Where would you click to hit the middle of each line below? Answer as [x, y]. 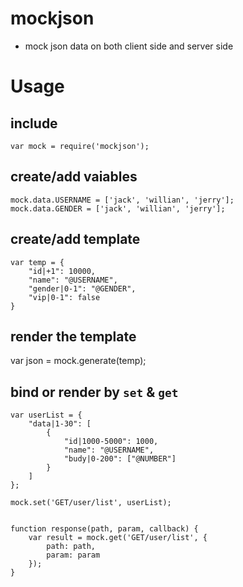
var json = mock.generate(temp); [78, 361]
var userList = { [46, 415]
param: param [73, 555]
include [34, 123]
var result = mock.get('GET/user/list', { [118, 538]
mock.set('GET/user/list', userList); [91, 503]
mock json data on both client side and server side [129, 46]
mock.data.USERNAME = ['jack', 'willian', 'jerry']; [122, 200]
